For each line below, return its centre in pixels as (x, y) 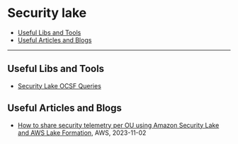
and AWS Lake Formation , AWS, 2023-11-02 (82, 133)
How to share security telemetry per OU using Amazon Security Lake (118, 125)
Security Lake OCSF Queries (59, 85)
